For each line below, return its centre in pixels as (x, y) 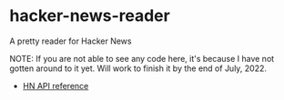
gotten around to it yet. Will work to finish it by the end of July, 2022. (138, 68)
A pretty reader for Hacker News (71, 41)
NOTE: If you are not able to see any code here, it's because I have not (142, 58)
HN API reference (56, 85)
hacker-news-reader (90, 16)
